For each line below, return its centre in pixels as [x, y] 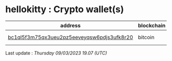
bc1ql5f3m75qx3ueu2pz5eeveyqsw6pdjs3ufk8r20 [70, 37]
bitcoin [146, 37]
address [70, 25]
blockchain [152, 25]
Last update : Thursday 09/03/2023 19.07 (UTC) [56, 53]
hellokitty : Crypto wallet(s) [65, 9]
